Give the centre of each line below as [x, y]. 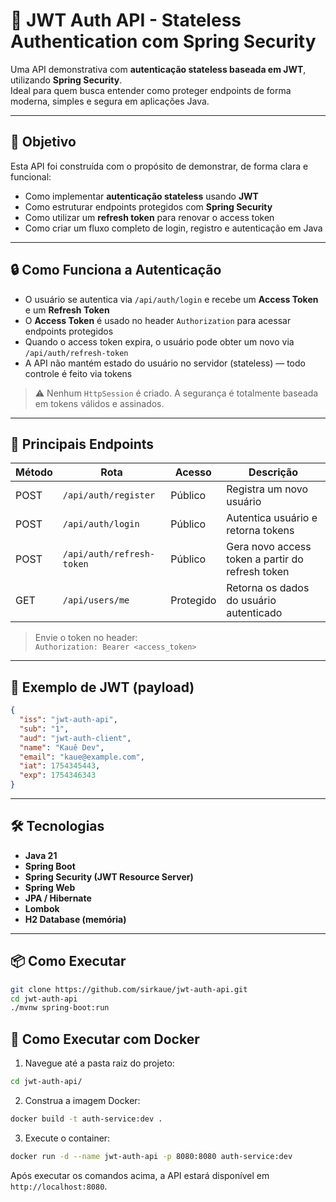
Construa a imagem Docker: [82, 1100]
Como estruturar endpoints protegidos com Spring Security [148, 206]
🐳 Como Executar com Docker [105, 1039]
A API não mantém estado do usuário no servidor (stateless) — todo [165, 363]
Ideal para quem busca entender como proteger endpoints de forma [151, 90]
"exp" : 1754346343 [58, 775]
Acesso [193, 472]
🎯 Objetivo [43, 142]
